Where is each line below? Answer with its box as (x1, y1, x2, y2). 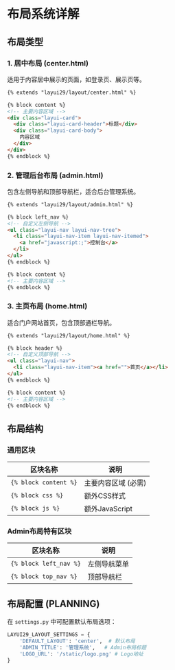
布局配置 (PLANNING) (7, 598, 100, 609)
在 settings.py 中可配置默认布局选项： (7, 618, 117, 626)
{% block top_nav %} (10, 573, 78, 580)
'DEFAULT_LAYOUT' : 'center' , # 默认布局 (19, 638, 136, 645)
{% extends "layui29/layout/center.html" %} (7, 89, 137, 96)
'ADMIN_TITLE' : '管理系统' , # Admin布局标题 (19, 644, 147, 651)
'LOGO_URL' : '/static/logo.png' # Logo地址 (19, 650, 144, 658)
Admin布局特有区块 (7, 526, 72, 536)
